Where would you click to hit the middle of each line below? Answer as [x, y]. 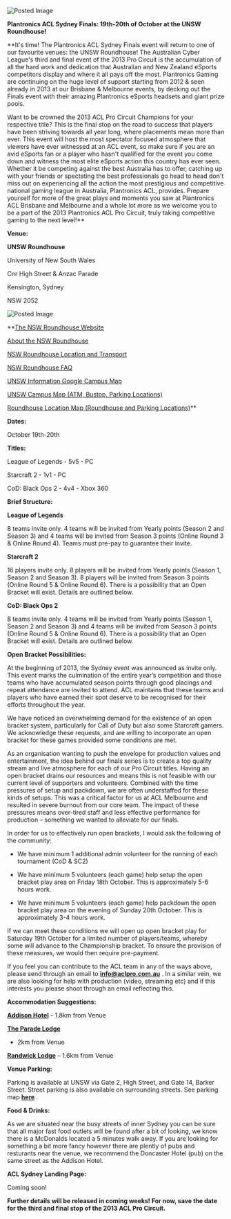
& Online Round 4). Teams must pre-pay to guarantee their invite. [100, 543]
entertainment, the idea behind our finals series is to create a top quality [109, 761]
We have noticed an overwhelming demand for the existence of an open [110, 718]
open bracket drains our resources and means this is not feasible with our [112, 776]
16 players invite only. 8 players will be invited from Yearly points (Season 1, [114, 570]
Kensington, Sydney [36, 287]
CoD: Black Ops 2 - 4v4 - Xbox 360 [58, 488]
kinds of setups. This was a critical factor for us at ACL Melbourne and [108, 797]
